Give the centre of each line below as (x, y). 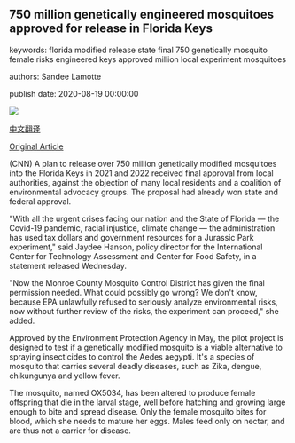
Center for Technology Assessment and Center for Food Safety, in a (133, 256)
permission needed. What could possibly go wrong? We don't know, (133, 292)
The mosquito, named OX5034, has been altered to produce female (132, 392)
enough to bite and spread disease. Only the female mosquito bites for (138, 411)
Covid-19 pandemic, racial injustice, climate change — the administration (142, 228)
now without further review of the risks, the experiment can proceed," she (144, 311)
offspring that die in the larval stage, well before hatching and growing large (147, 402)
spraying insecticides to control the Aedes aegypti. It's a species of (132, 356)
